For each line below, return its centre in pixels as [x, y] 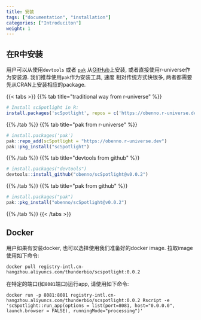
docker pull [21, 267]
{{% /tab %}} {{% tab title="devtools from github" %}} [73, 158]
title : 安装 [20, 12]
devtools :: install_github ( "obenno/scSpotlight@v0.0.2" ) [77, 175]
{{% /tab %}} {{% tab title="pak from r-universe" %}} [72, 124]
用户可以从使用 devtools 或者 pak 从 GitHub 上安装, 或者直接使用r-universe [96, 70]
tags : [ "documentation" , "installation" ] [59, 17]
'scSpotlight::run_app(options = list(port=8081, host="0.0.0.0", [91, 306]
